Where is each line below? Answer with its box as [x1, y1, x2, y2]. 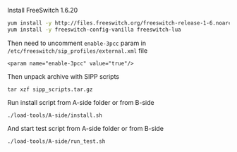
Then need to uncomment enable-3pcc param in [7, 39, 147, 47]
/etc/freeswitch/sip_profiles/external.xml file [7, 46, 148, 55]
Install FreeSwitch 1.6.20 [7, 6, 78, 14]
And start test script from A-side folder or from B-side [7, 124, 164, 132]
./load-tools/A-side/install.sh [7, 112, 102, 119]
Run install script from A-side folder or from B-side [7, 98, 154, 106]
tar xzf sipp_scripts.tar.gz [7, 86, 93, 93]
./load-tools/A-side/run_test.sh [7, 137, 106, 145]
